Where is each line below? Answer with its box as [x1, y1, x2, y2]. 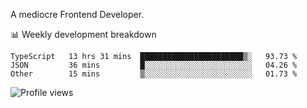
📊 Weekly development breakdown [10, 29, 157, 40]
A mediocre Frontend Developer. [10, 9, 145, 20]
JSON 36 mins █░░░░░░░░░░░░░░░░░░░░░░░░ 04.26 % [10, 60, 298, 70]
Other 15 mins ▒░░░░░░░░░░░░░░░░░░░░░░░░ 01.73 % [10, 69, 298, 79]
